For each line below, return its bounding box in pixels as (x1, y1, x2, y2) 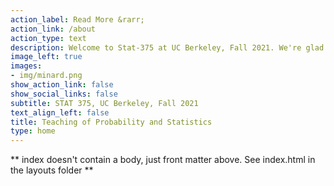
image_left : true (10, 52, 83, 62)
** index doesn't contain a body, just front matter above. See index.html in (10, 154, 316, 166)
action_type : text (10, 33, 87, 43)
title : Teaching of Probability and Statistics (10, 117, 213, 127)
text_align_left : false (10, 107, 110, 118)
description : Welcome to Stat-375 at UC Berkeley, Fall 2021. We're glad (10, 42, 325, 53)
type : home (10, 126, 56, 136)
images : (10, 61, 43, 71)
